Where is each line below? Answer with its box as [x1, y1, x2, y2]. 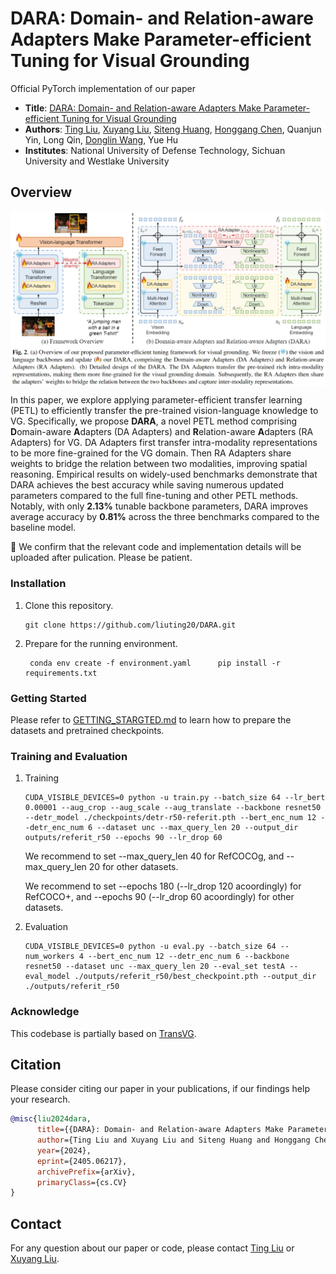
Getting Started [10, 691, 87, 705]
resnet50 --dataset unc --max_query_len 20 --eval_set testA [24, 962, 286, 972]
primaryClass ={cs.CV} [36, 1177, 128, 1187]
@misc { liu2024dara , [10, 1114, 92, 1124]
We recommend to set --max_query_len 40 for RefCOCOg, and [24, 850, 285, 862]
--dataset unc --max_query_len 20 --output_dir [96, 823, 299, 833]
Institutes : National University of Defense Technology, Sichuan [24, 144, 286, 156]
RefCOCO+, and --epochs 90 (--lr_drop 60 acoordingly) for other [24, 891, 295, 903]
